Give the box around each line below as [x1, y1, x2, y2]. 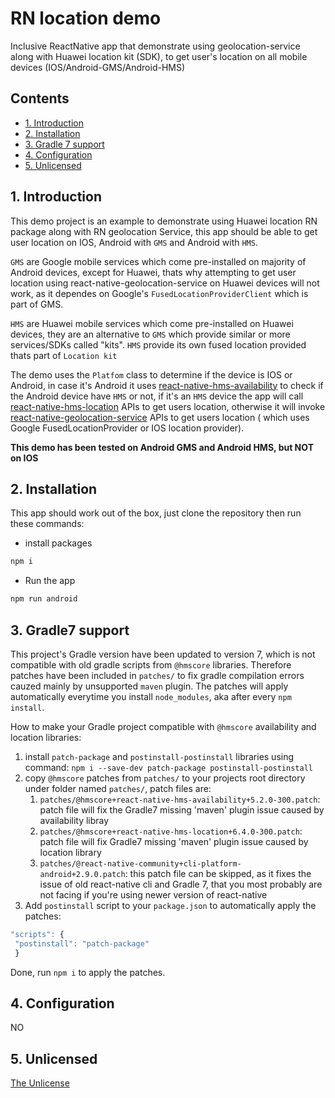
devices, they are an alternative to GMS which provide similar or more [10, 328, 291, 340]
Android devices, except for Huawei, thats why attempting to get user [10, 266, 297, 278]
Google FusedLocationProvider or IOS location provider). [10, 422, 245, 434]
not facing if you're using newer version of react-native [39, 888, 268, 901]
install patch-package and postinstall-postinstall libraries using [24, 750, 295, 762]
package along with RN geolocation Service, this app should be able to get [10, 225, 318, 237]
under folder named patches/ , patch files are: [24, 782, 212, 794]
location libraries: [10, 731, 82, 743]
